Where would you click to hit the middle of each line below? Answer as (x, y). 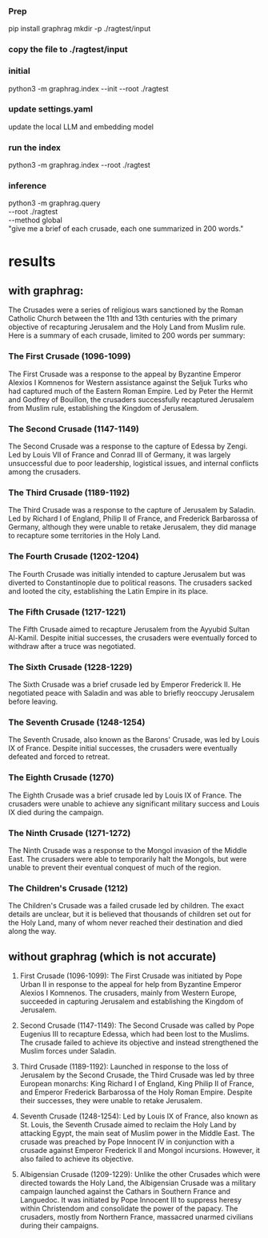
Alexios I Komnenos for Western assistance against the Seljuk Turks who (128, 382)
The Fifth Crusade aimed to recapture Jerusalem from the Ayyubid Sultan (129, 629)
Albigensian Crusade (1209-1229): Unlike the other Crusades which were (140, 1175)
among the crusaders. (45, 472)
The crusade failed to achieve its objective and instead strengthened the (139, 1043)
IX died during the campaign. (56, 812)
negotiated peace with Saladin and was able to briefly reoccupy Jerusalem (131, 693)
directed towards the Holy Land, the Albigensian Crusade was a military (138, 1183)
